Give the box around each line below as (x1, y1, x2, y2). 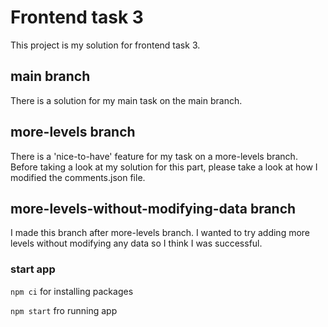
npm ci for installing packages (10, 285, 134, 297)
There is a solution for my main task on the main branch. (10, 94, 243, 106)
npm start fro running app (10, 304, 118, 316)
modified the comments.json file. (10, 171, 146, 183)
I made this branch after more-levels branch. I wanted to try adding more (10, 227, 311, 239)
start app (10, 262, 56, 276)
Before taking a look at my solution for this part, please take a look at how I (10, 161, 318, 173)
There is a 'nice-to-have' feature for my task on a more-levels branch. (10, 150, 298, 162)
